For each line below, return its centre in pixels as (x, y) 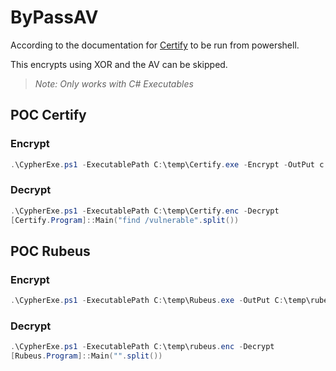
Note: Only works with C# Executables (114, 83)
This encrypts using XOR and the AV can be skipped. (119, 64)
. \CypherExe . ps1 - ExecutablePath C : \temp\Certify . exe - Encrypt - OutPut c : (169, 164)
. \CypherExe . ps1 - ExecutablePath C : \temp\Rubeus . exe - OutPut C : (147, 301)
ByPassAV (54, 17)
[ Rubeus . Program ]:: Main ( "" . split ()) (86, 356)
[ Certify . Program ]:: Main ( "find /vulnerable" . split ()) (125, 220)
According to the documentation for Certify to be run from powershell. (155, 45)
